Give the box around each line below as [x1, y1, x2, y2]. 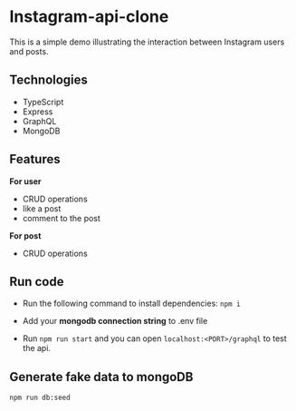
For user [9, 175, 43, 187]
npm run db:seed [9, 393, 71, 403]
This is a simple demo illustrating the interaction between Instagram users [9, 36, 285, 47]
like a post [22, 202, 62, 214]
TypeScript [22, 96, 64, 107]
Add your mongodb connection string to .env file [22, 316, 208, 327]
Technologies [9, 73, 89, 88]
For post [9, 230, 42, 241]
